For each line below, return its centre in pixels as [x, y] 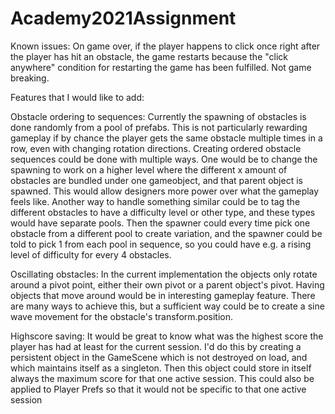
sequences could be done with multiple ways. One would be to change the [164, 159]
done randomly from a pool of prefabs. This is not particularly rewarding [159, 127]
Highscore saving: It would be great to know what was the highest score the [167, 336]
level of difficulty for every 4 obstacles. [91, 254]
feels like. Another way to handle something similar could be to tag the [155, 201]
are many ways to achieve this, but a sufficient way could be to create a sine [167, 306]
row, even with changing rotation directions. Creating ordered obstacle [156, 148]
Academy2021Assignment [123, 18]
